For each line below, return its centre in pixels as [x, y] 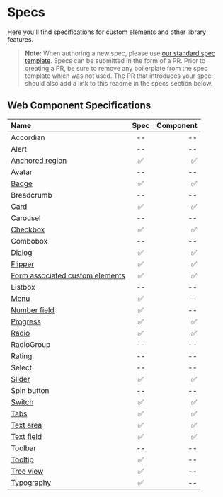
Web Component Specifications [79, 106]
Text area [27, 425]
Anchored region [39, 160]
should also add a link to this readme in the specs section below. [119, 83]
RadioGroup [31, 344]
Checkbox [28, 229]
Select [22, 367]
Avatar [22, 172]
